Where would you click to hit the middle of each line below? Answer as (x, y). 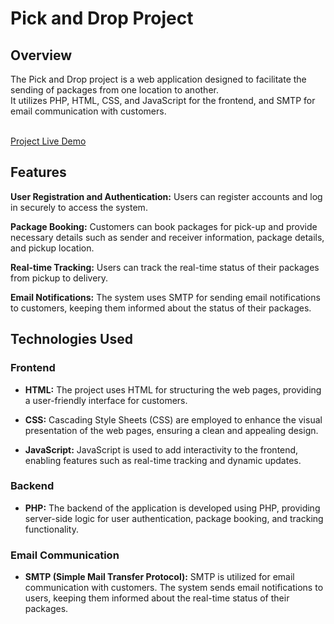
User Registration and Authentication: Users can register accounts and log (166, 196)
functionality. (51, 529)
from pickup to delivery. (59, 278)
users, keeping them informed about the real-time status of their (157, 598)
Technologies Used (71, 339)
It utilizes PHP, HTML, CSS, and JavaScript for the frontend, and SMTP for (163, 100)
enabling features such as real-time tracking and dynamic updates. (163, 460)
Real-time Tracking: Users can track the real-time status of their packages (165, 267)
